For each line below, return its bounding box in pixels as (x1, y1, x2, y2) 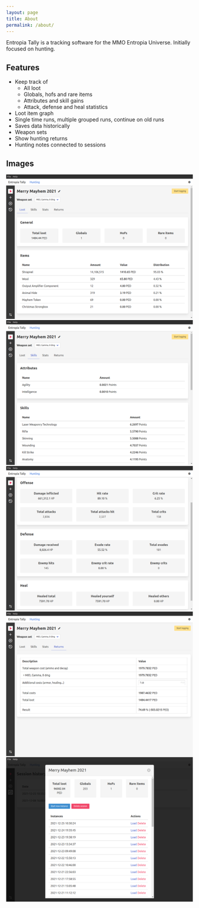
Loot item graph (14, 110, 54, 117)
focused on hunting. (6, 45, 55, 53)
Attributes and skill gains (23, 97, 84, 104)
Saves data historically (14, 122, 70, 130)
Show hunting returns (14, 135, 68, 142)
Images (6, 158, 34, 168)
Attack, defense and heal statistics (23, 104, 108, 111)
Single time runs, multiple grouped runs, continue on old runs (14, 116, 165, 123)
